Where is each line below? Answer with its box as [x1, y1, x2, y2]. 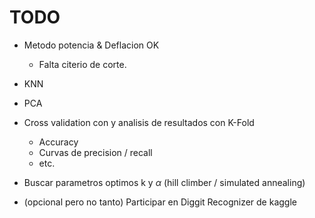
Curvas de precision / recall [38, 146, 153, 158]
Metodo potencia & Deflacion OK [23, 39, 160, 51]
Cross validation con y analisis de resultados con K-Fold [23, 116, 255, 128]
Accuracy [38, 136, 79, 148]
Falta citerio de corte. [38, 58, 127, 70]
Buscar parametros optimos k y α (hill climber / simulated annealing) [23, 176, 306, 188]
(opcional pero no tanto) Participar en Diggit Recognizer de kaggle [23, 196, 297, 208]
